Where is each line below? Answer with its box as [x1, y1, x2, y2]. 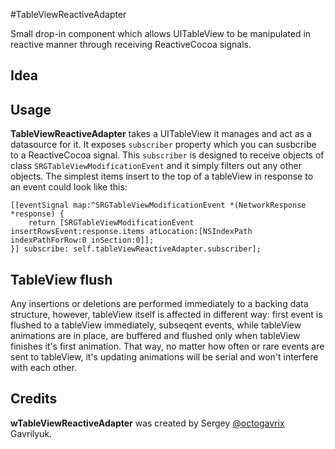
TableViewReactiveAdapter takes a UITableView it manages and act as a [10, 128, 312, 140]
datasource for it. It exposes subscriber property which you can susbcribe [10, 139, 317, 151]
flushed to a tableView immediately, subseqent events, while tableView [10, 319, 302, 331]
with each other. [10, 362, 77, 374]
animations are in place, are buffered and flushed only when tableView [10, 330, 301, 342]
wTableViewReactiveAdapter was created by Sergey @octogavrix [10, 417, 285, 429]
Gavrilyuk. [10, 427, 53, 439]
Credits [10, 390, 58, 408]
